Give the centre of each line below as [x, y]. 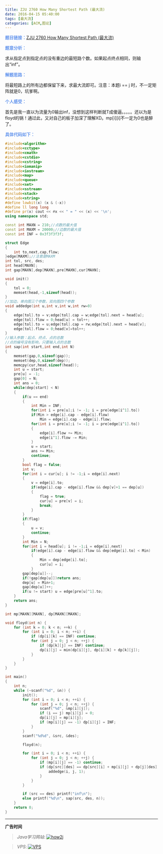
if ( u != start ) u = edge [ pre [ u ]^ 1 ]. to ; [63, 592]
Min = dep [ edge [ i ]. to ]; [64, 560]
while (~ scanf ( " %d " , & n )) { [42, 690]
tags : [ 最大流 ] [19, 19]
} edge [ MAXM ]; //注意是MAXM [30, 256]
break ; [46, 505]
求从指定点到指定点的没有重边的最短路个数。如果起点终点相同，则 [71, 58]
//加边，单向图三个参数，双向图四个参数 [40, 302]
